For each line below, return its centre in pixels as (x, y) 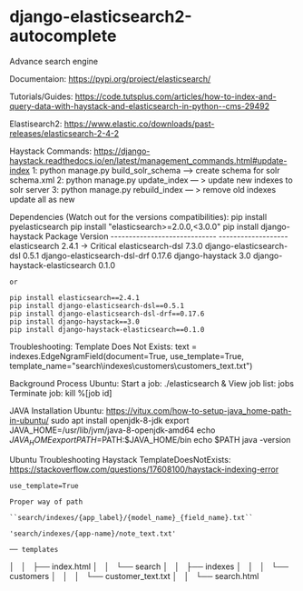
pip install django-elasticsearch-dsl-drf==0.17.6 (107, 314)
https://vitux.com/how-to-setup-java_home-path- (199, 410)
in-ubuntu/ (29, 420)
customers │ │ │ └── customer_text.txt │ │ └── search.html (134, 576)
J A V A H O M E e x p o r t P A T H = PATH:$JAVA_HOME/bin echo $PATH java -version (150, 441)
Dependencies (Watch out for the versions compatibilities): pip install (138, 216)
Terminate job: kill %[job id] (61, 393)
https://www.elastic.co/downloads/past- (139, 124)
